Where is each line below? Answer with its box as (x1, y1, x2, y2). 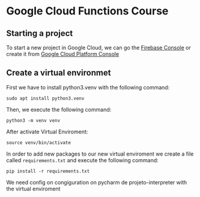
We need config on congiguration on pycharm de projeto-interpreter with (6, 178, 187, 186)
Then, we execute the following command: (6, 106, 112, 113)
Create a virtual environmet (6, 68, 111, 78)
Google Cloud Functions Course (6, 4, 169, 18)
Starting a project (6, 28, 73, 38)
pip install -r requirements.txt (6, 168, 90, 174)
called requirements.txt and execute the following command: (6, 156, 159, 163)
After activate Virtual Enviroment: (6, 128, 88, 135)
